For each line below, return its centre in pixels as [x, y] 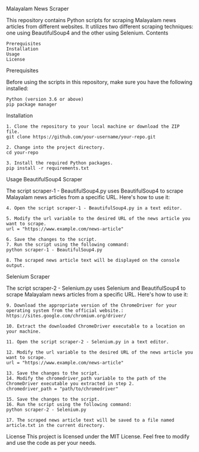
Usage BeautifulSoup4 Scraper [44, 179]
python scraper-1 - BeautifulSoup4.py [54, 250]
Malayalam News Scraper [38, 9]
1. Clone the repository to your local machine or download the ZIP [93, 126]
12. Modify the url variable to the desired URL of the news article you [100, 352]
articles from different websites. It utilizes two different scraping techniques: [100, 27]
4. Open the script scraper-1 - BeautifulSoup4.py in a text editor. [94, 208]
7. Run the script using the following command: [68, 244]
